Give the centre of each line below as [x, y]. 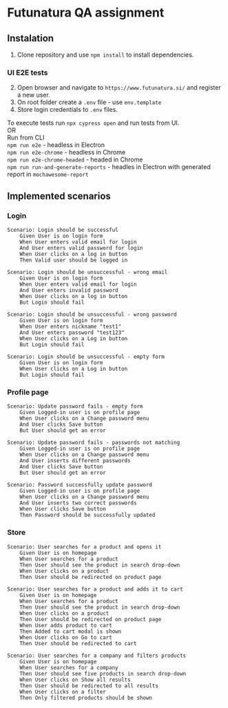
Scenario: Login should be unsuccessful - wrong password [92, 314]
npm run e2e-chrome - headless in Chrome [66, 153]
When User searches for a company [69, 667]
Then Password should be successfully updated [87, 515]
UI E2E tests [28, 72]
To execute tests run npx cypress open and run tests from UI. [93, 123]
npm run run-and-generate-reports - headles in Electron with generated [109, 167]
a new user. [33, 95]
